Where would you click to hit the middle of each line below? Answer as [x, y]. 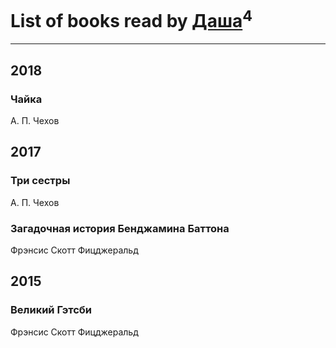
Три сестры [40, 181]
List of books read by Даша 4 [131, 19]
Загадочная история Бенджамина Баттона [120, 228]
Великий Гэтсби [51, 310]
